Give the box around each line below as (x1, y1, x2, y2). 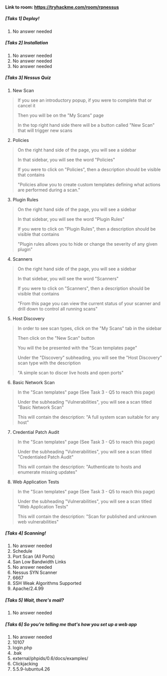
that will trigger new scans (17, 127, 73, 133)
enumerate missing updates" (17, 469, 78, 475)
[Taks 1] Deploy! (5, 16, 40, 22)
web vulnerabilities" (17, 518, 59, 524)
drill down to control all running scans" (17, 306, 98, 312)
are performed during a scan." (17, 187, 80, 193)
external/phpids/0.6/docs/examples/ (12, 655, 89, 661)
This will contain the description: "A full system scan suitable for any (17, 414, 159, 420)
